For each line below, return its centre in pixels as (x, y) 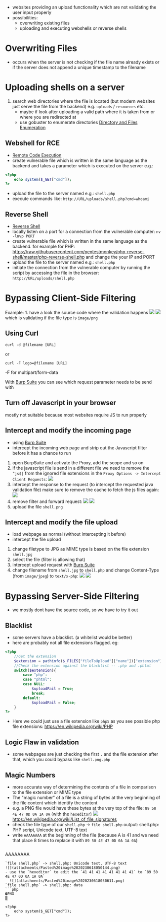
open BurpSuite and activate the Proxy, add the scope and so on (78, 462)
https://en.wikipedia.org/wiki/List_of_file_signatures (64, 819)
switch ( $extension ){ (35, 670)
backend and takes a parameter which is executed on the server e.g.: (83, 165)
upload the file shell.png (38, 506)
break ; (38, 693)
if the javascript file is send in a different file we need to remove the (81, 468)
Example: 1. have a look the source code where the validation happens (77, 313)
